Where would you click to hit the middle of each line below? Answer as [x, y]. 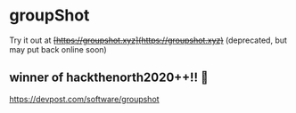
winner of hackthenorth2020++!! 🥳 [109, 78]
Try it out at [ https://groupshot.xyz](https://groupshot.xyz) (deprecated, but [148, 40]
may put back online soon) [58, 49]
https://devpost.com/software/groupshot [84, 99]
